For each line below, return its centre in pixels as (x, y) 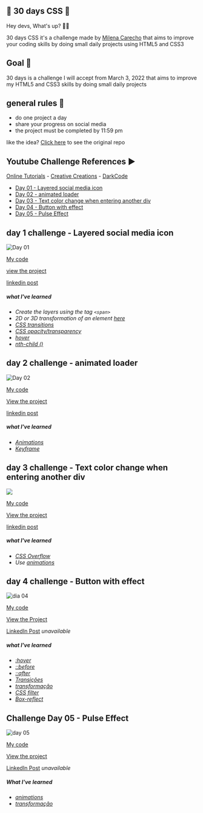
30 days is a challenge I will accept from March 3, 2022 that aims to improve (102, 78)
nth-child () (29, 344)
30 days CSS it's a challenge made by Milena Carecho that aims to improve (100, 38)
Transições (29, 680)
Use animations (35, 562)
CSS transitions (35, 325)
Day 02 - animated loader (47, 194)
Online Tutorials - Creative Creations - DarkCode (67, 176)
